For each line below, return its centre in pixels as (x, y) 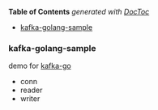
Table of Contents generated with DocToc (79, 12)
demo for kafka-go (40, 66)
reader (31, 90)
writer (30, 99)
